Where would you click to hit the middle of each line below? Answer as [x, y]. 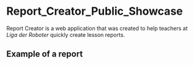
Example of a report [45, 54]
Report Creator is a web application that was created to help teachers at [97, 28]
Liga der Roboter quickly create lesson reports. [66, 34]
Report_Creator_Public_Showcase [95, 11]
